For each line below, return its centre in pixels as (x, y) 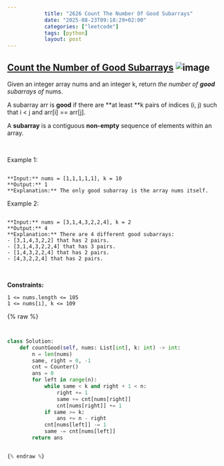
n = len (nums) (52, 354)
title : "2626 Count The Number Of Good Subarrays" (119, 14)
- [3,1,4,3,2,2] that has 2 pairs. (58, 240)
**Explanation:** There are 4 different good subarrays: (91, 234)
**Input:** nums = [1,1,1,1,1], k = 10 (65, 178)
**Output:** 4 (28, 228)
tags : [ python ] (66, 33)
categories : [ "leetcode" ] (81, 26)
